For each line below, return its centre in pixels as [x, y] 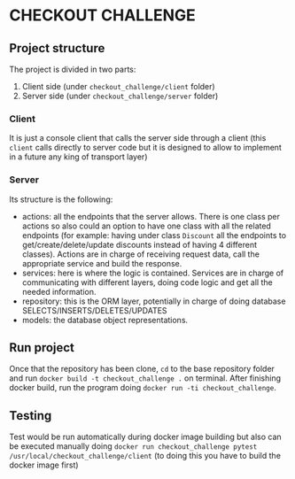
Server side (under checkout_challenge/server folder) [120, 96]
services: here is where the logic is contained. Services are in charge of [153, 273]
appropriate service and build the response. [102, 263]
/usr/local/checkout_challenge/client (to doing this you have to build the [145, 456]
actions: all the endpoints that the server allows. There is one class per [151, 216]
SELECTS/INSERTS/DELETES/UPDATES [94, 310]
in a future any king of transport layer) [78, 157]
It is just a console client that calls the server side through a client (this [138, 138]
